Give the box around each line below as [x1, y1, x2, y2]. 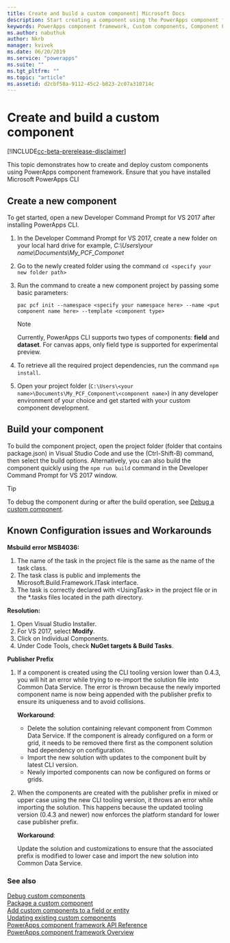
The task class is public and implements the [16, 571, 141, 579]
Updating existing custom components [7, 913, 116, 922]
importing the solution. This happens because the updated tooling [16, 803, 203, 811]
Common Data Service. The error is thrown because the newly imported [16, 683, 220, 691]
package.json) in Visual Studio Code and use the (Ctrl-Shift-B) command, [7, 449, 214, 457]
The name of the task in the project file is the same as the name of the [16, 556, 215, 564]
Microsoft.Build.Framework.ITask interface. [16, 578, 139, 586]
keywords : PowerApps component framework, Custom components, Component [7, 23, 219, 30]
